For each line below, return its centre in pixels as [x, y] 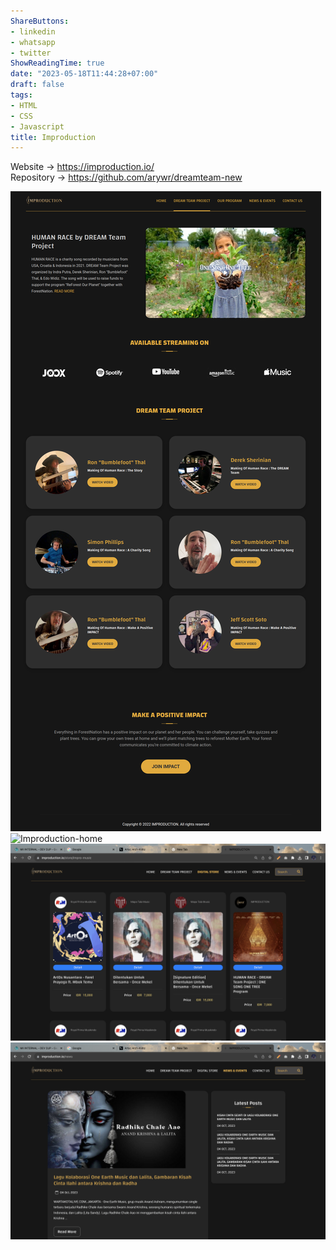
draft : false [37, 85]
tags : [21, 95]
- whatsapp [33, 42]
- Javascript [37, 126]
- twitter [31, 53]
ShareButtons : [40, 21]
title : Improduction [53, 137]
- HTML [24, 105]
